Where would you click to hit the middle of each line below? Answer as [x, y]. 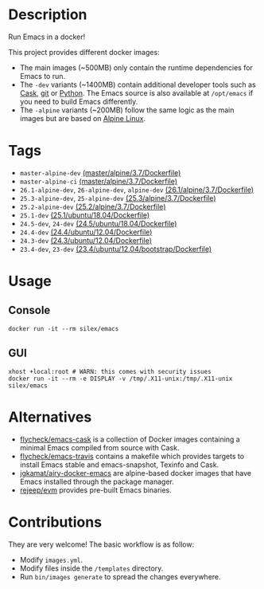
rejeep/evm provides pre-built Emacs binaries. [96, 490]
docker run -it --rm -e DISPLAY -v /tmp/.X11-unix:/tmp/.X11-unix [120, 379]
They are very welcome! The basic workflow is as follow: [101, 544]
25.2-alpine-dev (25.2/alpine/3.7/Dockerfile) [93, 206]
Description [48, 15]
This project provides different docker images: [84, 52]
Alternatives [50, 417]
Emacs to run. [43, 76]
